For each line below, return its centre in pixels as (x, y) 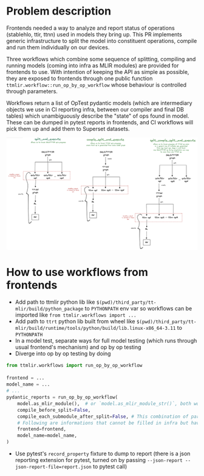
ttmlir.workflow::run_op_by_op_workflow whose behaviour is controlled (97, 85)
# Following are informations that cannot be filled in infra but (103, 423)
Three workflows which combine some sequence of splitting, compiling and (101, 59)
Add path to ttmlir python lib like (55, 302)
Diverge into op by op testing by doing (63, 354)
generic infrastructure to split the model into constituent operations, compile (102, 41)
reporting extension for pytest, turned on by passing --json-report (99, 460)
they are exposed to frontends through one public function (80, 78)
